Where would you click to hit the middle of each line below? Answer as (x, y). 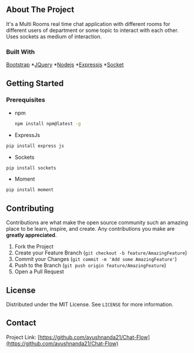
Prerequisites (26, 100)
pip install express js (35, 146)
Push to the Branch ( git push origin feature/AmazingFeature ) (90, 266)
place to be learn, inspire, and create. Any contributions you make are (91, 229)
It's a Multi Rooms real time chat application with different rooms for (88, 24)
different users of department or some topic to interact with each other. (93, 30)
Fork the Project (34, 247)
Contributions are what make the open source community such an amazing (97, 223)
